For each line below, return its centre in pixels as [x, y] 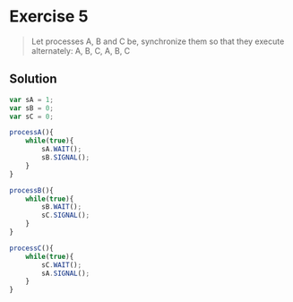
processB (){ [31, 190]
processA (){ [31, 133]
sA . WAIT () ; [62, 150]
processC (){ [31, 248]
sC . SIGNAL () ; [66, 216]
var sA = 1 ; [31, 99]
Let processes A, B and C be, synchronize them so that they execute [158, 41]
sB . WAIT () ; [62, 207]
